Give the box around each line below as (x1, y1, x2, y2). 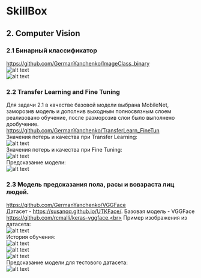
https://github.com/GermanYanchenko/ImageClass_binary (6, 60, 150, 67)
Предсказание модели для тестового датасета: (6, 259, 128, 266)
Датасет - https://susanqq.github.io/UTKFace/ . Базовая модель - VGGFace (6, 208, 195, 215)
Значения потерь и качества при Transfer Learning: (6, 134, 138, 141)
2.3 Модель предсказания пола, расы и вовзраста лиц (6, 181, 175, 189)
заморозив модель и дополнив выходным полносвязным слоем (6, 108, 172, 115)
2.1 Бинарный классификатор (6, 46, 97, 55)
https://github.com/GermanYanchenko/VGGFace (6, 202, 126, 209)
